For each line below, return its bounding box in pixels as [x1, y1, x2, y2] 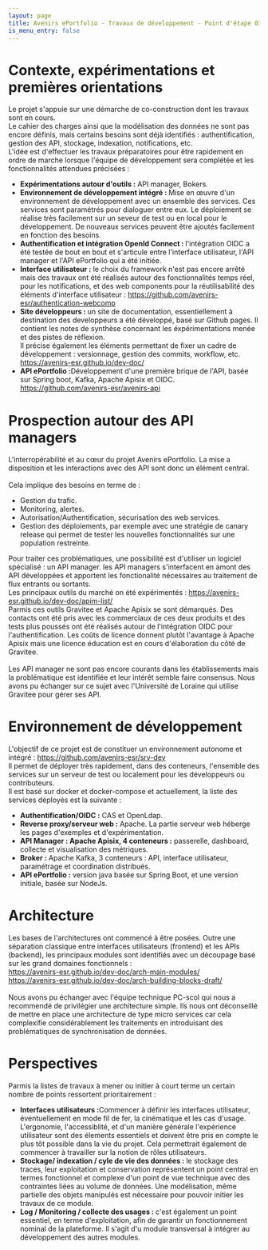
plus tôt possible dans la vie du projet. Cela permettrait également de [19, 1139, 247, 1148]
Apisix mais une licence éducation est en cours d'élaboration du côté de [8, 639, 246, 649]
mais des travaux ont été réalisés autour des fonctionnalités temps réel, [19, 273, 255, 282]
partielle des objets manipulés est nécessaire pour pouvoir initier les [19, 1190, 245, 1200]
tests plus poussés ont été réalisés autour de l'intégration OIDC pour [8, 621, 234, 632]
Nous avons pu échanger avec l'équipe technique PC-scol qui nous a [8, 992, 236, 1002]
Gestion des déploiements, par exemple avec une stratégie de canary [19, 521, 249, 531]
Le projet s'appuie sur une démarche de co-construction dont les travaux [8, 105, 250, 114]
